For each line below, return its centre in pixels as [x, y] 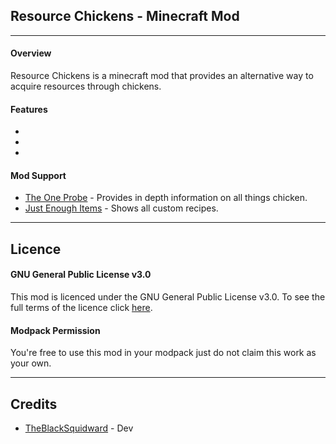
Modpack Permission [55, 330]
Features [29, 109]
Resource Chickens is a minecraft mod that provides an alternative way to [162, 76]
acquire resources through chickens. [86, 86]
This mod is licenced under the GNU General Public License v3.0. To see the [168, 297]
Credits [34, 404]
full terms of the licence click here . [81, 308]
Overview [31, 53]
